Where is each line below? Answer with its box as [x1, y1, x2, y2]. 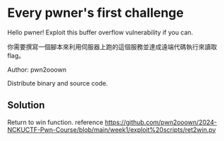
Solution [7, 100, 45, 112]
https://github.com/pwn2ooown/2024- [104, 118, 217, 126]
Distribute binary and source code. [7, 79, 108, 87]
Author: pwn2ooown [7, 65, 67, 74]
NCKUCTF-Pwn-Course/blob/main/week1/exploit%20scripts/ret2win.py [7, 125, 216, 134]
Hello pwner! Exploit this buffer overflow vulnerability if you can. [7, 28, 194, 36]
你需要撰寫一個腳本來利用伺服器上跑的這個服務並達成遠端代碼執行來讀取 [7, 42, 217, 51]
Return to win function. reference [7, 118, 104, 126]
